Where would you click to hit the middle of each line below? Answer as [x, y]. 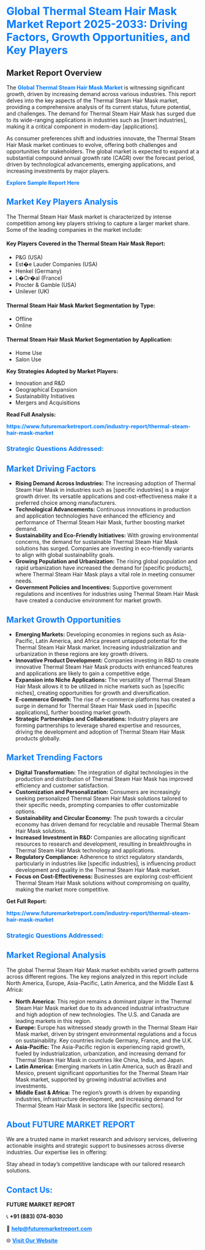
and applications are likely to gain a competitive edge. [83, 673]
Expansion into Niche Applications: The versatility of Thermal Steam [103, 680]
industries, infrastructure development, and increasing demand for [99, 1099]
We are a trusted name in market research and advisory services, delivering [102, 1139]
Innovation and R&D [40, 383]
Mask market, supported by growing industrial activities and [91, 1079]
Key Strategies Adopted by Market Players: [62, 371]
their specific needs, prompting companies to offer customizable [97, 805]
